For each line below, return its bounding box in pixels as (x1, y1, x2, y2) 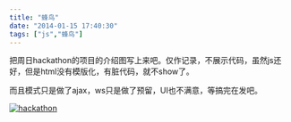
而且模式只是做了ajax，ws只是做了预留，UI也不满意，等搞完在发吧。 (9, 85, 262, 96)
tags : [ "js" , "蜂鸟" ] (9, 29, 83, 38)
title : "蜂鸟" (9, 12, 60, 22)
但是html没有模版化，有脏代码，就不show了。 (24, 66, 194, 77)
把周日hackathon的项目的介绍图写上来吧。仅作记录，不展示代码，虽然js (9, 55, 274, 66)
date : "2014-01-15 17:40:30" (9, 21, 118, 30)
